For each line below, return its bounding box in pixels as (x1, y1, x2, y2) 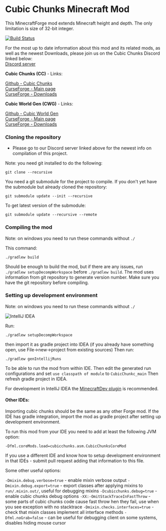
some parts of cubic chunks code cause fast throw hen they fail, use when (5, 498, 159, 505)
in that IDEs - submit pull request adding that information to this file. (5, 458, 144, 464)
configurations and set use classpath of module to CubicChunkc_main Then (5, 370, 158, 376)
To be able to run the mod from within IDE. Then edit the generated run (5, 365, 151, 371)
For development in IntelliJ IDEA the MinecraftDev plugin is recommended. (5, 385, 159, 391)
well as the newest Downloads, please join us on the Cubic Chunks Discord (5, 50, 160, 56)
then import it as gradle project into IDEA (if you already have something (5, 341, 154, 347)
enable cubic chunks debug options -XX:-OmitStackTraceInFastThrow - (5, 493, 151, 499)
